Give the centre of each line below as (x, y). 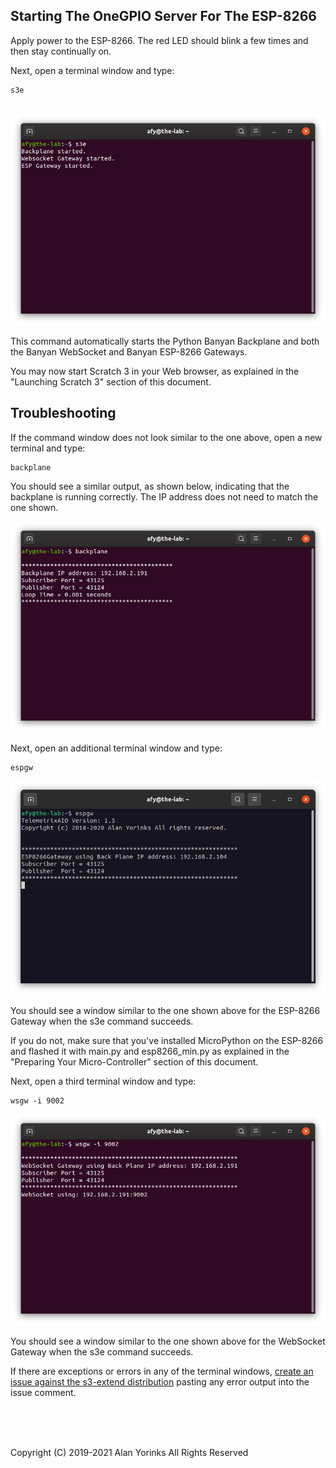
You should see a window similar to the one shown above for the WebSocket (168, 1341)
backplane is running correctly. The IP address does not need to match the (164, 496)
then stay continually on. (61, 51)
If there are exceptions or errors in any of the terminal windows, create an (162, 1371)
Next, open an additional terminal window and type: (116, 748)
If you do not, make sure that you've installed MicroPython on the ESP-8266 (167, 1041)
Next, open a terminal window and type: (92, 70)
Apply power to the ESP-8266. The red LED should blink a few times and (159, 40)
